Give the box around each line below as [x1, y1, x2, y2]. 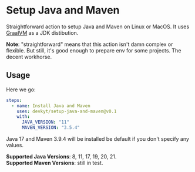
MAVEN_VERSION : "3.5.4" [21, 125, 80, 131]
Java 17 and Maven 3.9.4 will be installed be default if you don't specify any [6, 135, 190, 142]
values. [6, 142, 23, 148]
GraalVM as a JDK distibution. [6, 29, 79, 36]
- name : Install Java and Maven [11, 102, 91, 109]
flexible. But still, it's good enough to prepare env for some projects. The [6, 47, 181, 54]
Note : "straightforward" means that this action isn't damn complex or [6, 41, 173, 48]
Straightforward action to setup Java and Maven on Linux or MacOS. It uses [6, 23, 190, 30]
